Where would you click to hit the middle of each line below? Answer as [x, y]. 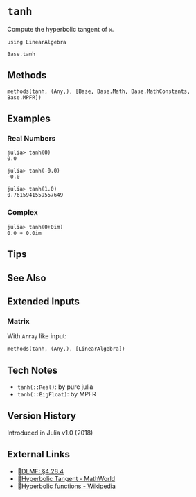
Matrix [18, 321]
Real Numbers [32, 139]
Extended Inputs [43, 301]
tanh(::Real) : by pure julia [55, 387]
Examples [29, 119]
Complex [23, 213]
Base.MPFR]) [24, 97]
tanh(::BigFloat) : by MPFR [57, 394]
